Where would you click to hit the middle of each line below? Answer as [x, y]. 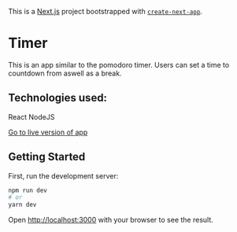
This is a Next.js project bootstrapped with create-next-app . [106, 11]
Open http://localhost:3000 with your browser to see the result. [111, 220]
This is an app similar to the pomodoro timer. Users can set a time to [119, 64]
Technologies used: [58, 98]
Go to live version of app [48, 132]
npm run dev [28, 190]
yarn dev [22, 205]
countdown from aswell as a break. [65, 73]
